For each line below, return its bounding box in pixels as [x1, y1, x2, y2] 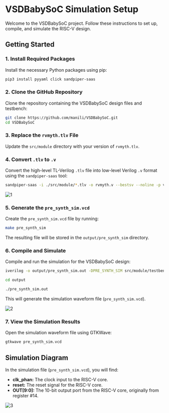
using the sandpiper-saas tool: [5, 173, 68, 179]
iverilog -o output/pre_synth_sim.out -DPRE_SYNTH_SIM [5, 269, 123, 274]
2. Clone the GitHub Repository [5, 88, 83, 95]
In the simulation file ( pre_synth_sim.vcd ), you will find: [5, 367, 119, 373]
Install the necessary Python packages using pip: [5, 67, 107, 73]
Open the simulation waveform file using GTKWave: [5, 330, 112, 336]
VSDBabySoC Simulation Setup [5, 4, 139, 15]
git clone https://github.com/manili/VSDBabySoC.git [5, 115, 118, 120]
